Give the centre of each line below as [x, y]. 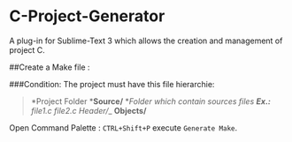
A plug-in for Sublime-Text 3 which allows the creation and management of [146, 41]
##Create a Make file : [50, 67]
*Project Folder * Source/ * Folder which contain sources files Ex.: [151, 101]
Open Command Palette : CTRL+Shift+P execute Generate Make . [123, 127]
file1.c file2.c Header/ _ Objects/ [88, 110]
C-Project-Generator [87, 16]
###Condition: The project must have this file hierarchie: [112, 84]
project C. [27, 49]
